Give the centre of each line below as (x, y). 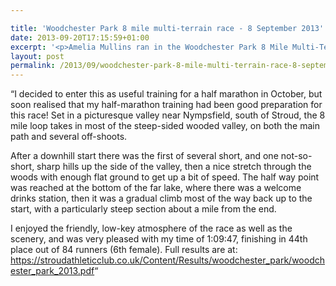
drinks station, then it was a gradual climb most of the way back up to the (161, 198)
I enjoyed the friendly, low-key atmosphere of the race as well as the (151, 228)
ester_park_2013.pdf (52, 271)
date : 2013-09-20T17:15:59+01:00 (80, 37)
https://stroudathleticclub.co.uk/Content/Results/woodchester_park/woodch (167, 260)
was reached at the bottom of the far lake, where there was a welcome (156, 188)
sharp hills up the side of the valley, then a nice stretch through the (174, 167)
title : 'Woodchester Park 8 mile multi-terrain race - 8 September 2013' (167, 28)
